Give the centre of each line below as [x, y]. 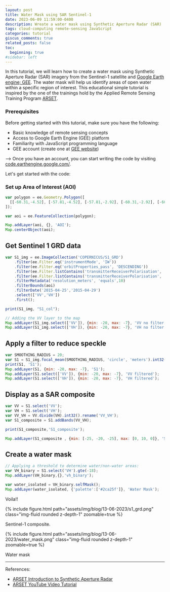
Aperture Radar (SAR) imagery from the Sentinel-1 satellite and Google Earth [85, 77]
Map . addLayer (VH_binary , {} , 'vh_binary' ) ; [50, 475]
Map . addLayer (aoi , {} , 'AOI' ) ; [38, 225]
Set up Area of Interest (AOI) [41, 187]
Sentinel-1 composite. [28, 524]
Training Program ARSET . [32, 98]
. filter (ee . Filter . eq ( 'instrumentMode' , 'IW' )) [65, 262]
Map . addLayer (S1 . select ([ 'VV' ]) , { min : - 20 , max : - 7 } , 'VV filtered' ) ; [82, 374]
